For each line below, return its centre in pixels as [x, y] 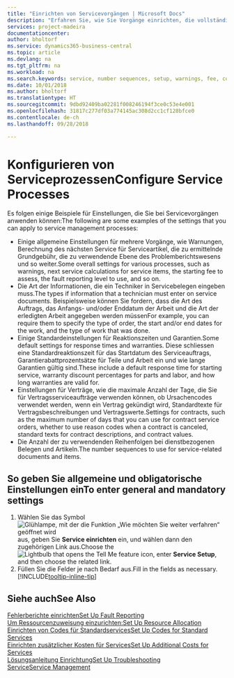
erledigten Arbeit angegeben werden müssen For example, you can [113, 316]
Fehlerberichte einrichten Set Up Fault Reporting [76, 615]
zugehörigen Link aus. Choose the [65, 547]
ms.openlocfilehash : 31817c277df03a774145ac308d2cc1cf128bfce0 [101, 111]
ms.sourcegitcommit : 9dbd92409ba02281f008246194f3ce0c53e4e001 [101, 105]
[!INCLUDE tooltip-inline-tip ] [57, 577]
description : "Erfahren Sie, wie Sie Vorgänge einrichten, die [101, 20]
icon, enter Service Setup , [179, 555]
